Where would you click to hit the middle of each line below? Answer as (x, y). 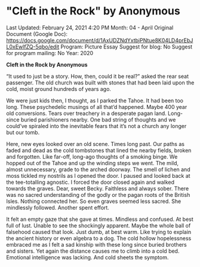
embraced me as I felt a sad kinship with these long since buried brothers (96, 244)
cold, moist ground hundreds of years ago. (59, 89)
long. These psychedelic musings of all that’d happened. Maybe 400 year (97, 107)
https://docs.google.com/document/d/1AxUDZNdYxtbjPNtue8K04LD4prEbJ (100, 40)
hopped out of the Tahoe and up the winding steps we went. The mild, (93, 163)
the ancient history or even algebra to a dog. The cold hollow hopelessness (99, 238)
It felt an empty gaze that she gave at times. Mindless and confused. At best (100, 219)
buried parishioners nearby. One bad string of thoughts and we (98, 119)
